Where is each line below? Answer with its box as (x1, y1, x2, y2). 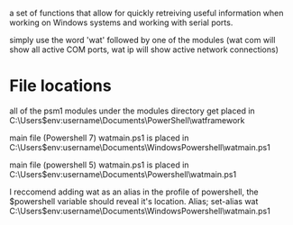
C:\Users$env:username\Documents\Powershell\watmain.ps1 (9, 168, 237, 179)
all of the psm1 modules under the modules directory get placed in (9, 105, 255, 116)
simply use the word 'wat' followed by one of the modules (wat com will (9, 35, 276, 45)
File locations (9, 76, 112, 96)
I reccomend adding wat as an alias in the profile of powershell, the (9, 186, 259, 197)
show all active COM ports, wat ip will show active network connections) (9, 44, 279, 55)
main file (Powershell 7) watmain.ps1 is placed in (9, 132, 189, 143)
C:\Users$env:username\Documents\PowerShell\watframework (9, 114, 245, 125)
